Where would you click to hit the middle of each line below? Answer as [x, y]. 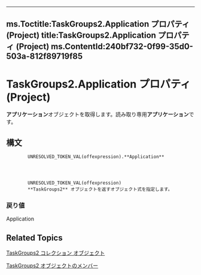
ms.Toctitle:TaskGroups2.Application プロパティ [98, 24]
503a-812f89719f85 [44, 57]
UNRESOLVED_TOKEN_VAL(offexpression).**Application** [96, 157]
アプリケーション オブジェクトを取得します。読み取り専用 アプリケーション [98, 114]
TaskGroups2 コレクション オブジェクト [56, 253]
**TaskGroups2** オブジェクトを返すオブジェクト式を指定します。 [100, 189]
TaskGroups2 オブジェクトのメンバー [52, 266]
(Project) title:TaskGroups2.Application [81, 36]
